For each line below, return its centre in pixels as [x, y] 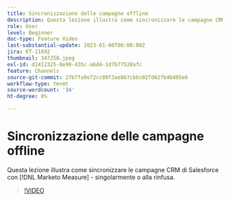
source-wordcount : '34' [41, 90]
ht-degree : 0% [27, 97]
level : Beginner [30, 33]
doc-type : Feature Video [42, 39]
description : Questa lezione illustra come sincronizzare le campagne [110, 20]
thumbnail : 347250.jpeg [41, 58]
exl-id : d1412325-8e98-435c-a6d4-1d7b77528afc [75, 64]
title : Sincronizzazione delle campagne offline [78, 13]
